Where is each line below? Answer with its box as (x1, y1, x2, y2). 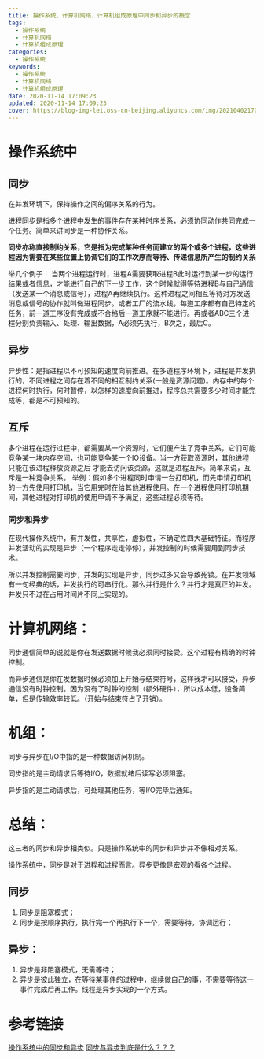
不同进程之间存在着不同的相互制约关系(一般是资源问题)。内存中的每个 (28, 376, 255, 385)
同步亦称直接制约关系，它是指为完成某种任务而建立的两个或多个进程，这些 (8, 243, 249, 252)
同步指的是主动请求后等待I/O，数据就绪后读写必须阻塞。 (8, 768, 190, 778)
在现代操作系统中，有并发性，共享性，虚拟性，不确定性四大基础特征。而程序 (8, 533, 256, 542)
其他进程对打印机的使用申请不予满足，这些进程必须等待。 (21, 492, 208, 502)
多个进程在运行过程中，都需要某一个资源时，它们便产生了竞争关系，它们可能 (8, 442, 256, 453)
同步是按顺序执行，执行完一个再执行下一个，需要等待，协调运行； (19, 917, 233, 927)
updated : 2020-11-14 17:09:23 (8, 99, 108, 107)
